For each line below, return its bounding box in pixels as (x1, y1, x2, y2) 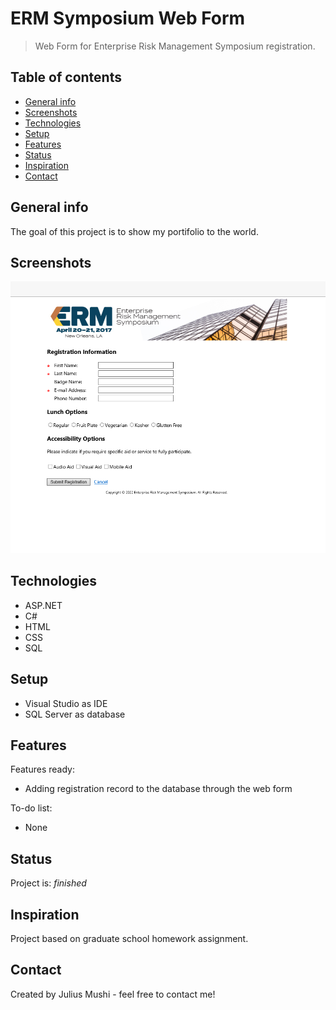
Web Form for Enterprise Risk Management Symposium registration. (34, 40, 316, 52)
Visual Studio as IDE (24, 697, 108, 709)
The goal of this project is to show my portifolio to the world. (10, 225, 259, 237)
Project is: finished (10, 877, 87, 889)
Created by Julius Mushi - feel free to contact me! (10, 988, 216, 1000)
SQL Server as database (24, 708, 126, 720)
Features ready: (10, 763, 75, 776)
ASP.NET (24, 599, 63, 611)
